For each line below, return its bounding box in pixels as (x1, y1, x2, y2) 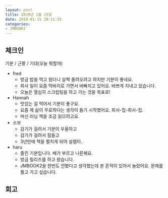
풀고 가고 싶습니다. (20, 169, 57, 175)
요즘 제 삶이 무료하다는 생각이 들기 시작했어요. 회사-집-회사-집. (20, 107, 144, 113)
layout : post (5, 7, 33, 13)
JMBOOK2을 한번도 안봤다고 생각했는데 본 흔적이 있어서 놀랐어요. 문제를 (20, 162, 163, 169)
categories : (5, 21, 30, 27)
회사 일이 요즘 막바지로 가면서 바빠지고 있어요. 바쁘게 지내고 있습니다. (20, 83, 156, 89)
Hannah (12, 94, 29, 101)
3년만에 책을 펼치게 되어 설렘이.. (20, 138, 84, 144)
